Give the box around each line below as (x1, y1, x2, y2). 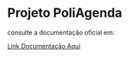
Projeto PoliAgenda (7, 5, 123, 21)
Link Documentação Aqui (7, 42, 81, 50)
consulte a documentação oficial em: (7, 28, 115, 37)
